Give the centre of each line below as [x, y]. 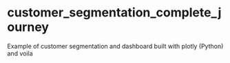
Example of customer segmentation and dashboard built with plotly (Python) [115, 46]
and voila [20, 53]
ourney [28, 27]
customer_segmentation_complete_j [114, 13]
